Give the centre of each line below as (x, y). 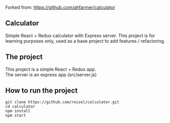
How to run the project (41, 91)
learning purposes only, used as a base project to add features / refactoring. (85, 41)
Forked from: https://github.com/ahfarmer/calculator (60, 7)
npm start (16, 116)
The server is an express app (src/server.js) (51, 74)
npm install (18, 111)
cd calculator (20, 107)
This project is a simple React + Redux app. (51, 69)
